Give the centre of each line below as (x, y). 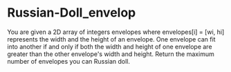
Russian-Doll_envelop (72, 13)
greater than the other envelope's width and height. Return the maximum (111, 54)
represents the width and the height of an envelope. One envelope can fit (111, 39)
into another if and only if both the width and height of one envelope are (110, 46)
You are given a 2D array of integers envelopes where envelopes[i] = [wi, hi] (116, 32)
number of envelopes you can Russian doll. (68, 61)
